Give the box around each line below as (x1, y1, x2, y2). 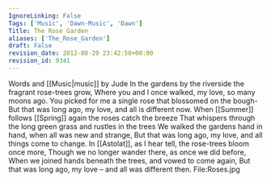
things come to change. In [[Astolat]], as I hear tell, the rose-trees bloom (8, 139, 249, 148)
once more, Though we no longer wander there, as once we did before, (8, 147, 247, 157)
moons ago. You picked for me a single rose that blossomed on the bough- (8, 96, 258, 105)
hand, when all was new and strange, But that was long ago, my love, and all (8, 130, 263, 139)
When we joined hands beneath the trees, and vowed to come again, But (8, 155, 251, 165)
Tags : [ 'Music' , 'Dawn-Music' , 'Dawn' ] (8, 19, 143, 27)
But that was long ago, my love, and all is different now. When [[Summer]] (8, 104, 254, 114)
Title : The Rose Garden (8, 27, 89, 35)
